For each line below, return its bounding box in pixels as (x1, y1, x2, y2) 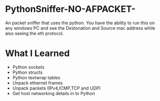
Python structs (12, 69, 43, 75)
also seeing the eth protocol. (5, 30, 64, 36)
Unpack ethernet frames (12, 80, 63, 86)
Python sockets (12, 64, 45, 70)
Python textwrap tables (12, 74, 61, 80)
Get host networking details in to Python (12, 90, 95, 96)
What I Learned (5, 48, 70, 59)
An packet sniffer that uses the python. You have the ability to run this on (5, 20, 155, 26)
